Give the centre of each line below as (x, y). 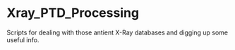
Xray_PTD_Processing (73, 13)
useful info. (23, 39)
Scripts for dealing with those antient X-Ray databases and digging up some (117, 32)
